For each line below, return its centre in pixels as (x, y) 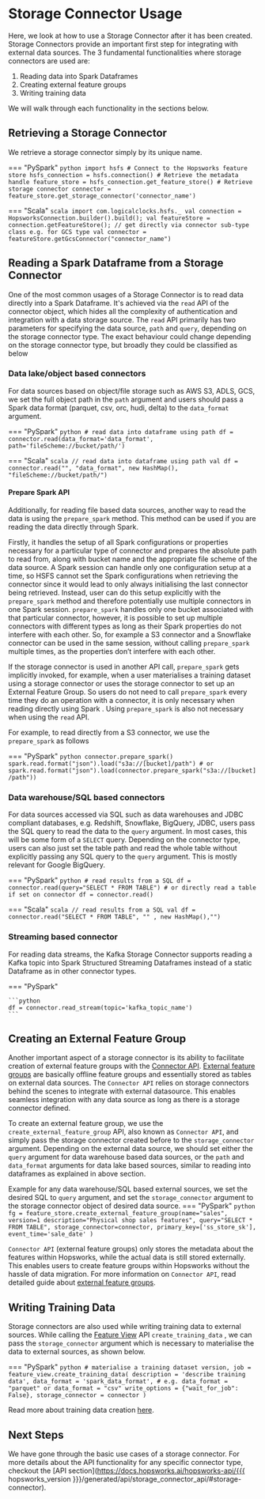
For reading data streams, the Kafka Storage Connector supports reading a (131, 954)
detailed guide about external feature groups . (82, 1282)
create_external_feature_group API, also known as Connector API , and (123, 1132)
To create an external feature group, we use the (86, 1123)
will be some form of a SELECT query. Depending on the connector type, (125, 840)
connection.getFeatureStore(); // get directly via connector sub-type (129, 225)
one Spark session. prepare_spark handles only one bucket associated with (131, 610)
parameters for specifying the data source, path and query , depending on (127, 328)
